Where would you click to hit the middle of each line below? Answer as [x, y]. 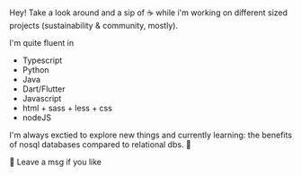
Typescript [42, 60]
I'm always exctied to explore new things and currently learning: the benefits [151, 135]
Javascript [42, 98]
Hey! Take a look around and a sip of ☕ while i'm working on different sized [149, 13]
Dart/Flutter [44, 89]
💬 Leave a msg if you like [55, 162]
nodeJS [37, 118]
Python [35, 70]
